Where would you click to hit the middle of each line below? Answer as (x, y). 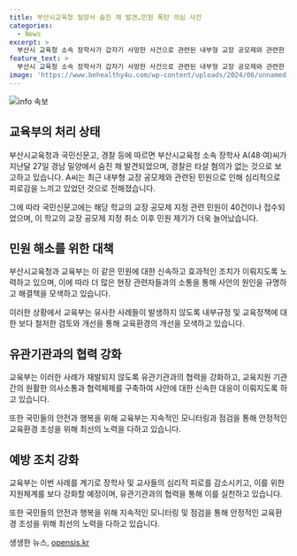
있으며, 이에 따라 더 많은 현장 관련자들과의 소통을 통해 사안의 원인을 (148, 282)
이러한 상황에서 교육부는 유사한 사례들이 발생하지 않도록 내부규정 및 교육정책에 (144, 313)
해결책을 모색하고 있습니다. (65, 294)
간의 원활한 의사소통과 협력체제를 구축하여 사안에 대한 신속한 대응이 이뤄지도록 (144, 388)
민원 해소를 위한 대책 (61, 248)
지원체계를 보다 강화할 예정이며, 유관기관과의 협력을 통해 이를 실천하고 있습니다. (146, 494)
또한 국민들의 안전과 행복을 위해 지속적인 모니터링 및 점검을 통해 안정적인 (134, 513)
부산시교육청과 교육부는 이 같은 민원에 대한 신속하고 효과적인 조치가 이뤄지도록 (144, 272)
